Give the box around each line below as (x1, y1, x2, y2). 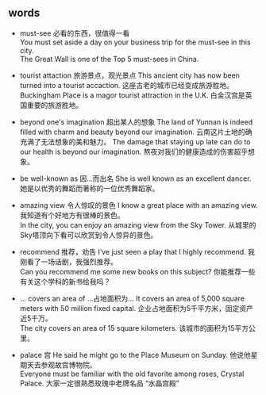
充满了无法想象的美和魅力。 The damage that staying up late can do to (19, 136, 251, 146)
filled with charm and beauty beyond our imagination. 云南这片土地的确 (19, 127, 253, 136)
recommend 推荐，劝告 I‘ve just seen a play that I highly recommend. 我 (19, 247, 256, 256)
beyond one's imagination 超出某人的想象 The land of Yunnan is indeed (19, 117, 253, 126)
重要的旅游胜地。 (26, 100, 83, 109)
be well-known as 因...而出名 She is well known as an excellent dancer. (19, 174, 252, 183)
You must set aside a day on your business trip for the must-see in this (19, 37, 252, 47)
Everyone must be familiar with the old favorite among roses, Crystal (19, 369, 245, 378)
